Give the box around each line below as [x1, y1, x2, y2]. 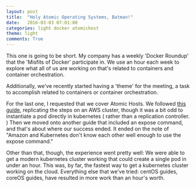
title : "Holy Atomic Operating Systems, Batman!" [6, 14, 133, 20]
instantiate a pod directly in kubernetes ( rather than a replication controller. [6, 113, 190, 120]
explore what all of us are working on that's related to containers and [6, 65, 174, 71]
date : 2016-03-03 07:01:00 [6, 19, 78, 25]
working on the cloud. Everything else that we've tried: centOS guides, [6, 168, 178, 175]
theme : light [6, 31, 38, 37]
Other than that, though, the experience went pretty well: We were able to [6, 149, 185, 156]
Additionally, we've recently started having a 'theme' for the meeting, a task [6, 83, 190, 89]
